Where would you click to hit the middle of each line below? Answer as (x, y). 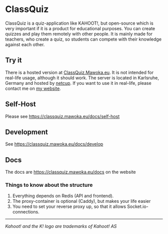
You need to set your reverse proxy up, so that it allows (69, 206)
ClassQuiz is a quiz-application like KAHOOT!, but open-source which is (79, 23)
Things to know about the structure (49, 185)
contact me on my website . (33, 88)
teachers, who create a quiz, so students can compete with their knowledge (83, 39)
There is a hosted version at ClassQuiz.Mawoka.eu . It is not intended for (79, 72)
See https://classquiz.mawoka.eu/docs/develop (54, 144)
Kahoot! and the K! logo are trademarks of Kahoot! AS (61, 226)
